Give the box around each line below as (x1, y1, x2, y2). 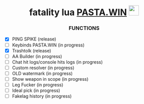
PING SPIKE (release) (12, 36, 56, 42)
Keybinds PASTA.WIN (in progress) (12, 42, 85, 48)
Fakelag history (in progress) (12, 93, 72, 99)
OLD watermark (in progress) (12, 70, 73, 76)
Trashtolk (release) (12, 47, 51, 54)
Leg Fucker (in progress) (12, 81, 63, 88)
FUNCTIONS (68, 25, 100, 32)
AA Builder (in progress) (12, 53, 62, 59)
